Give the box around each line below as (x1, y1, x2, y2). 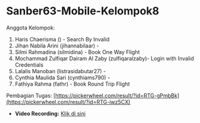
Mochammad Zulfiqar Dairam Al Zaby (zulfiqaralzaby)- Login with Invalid (14, 55, 195, 62)
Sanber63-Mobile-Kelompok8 (6, 4, 160, 18)
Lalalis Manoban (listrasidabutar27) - (14, 67, 106, 74)
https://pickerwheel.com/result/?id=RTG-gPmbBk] (55, 92, 180, 99)
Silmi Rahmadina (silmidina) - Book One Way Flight (14, 48, 140, 55)
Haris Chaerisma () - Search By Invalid (14, 35, 110, 43)
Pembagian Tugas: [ (6, 92, 56, 99)
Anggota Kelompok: (6, 24, 55, 31)
